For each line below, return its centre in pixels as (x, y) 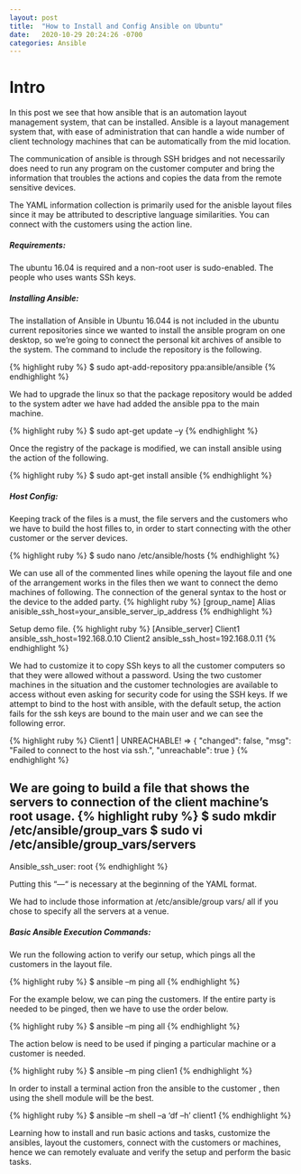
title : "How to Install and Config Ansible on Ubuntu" (116, 26)
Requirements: (37, 245)
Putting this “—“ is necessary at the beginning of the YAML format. (133, 884)
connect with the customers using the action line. (101, 224)
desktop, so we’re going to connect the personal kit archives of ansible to (146, 340)
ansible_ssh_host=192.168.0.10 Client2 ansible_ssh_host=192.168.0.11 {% (143, 638)
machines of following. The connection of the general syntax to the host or (148, 592)
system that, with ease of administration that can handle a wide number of (147, 132)
